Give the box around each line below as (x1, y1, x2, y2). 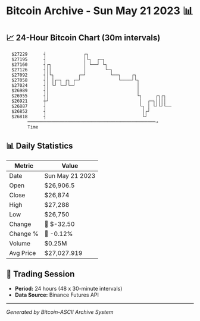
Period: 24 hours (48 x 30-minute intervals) (14, 285, 123, 292)
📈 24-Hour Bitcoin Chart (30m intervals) (6, 33, 161, 43)
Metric (14, 161, 34, 169)
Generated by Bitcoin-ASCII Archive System (6, 308, 114, 315)
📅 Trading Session (6, 269, 75, 279)
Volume (9, 239, 31, 247)
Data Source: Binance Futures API (14, 291, 99, 298)
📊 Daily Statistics (6, 141, 73, 151)
